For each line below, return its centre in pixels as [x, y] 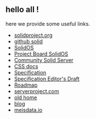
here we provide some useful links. [48, 23]
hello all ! [22, 10]
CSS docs [26, 66]
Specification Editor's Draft [47, 79]
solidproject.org [33, 35]
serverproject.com [37, 91]
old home [26, 97]
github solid [28, 41]
